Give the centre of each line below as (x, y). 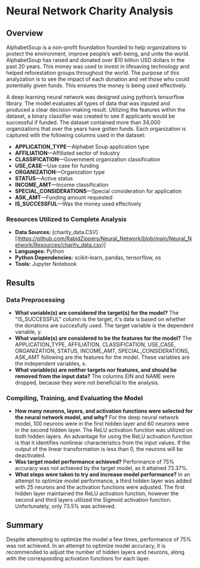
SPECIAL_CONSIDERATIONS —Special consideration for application (98, 191)
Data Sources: (33, 232)
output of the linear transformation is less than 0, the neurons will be (99, 449)
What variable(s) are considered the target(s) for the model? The (97, 312)
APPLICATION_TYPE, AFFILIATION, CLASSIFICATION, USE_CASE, (95, 344)
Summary (25, 525)
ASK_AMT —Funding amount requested (64, 197)
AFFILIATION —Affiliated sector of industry (67, 153)
